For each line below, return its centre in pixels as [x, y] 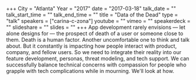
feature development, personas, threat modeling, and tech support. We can [98, 59]
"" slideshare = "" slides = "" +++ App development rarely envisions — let [96, 27]
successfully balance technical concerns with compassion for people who [97, 65]
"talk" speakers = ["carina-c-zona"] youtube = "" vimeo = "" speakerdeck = [98, 21]
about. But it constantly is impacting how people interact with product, [92, 46]
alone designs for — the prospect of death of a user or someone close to [95, 34]
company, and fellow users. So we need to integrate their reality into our [94, 52]
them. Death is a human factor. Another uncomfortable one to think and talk [98, 40]
